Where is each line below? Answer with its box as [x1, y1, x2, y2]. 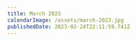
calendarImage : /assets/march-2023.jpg [7, 17, 124, 24]
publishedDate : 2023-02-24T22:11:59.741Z [7, 23, 131, 30]
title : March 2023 [7, 10, 61, 17]
